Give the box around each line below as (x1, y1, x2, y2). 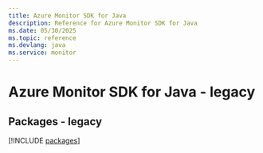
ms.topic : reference (8, 33, 77, 42)
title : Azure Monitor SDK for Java (8, 11, 127, 20)
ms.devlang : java (8, 41, 66, 49)
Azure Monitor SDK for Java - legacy (8, 83, 256, 101)
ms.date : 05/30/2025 (8, 26, 77, 34)
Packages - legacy (8, 115, 102, 128)
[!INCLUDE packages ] (8, 136, 80, 145)
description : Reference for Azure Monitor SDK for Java (8, 19, 198, 27)
